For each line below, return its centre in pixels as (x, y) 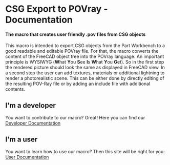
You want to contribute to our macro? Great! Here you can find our (75, 118)
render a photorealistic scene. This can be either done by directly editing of (85, 78)
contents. (15, 89)
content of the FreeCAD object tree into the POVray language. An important (85, 56)
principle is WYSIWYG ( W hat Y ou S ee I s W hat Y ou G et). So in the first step (85, 62)
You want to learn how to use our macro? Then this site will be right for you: (85, 152)
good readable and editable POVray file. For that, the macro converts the (82, 51)
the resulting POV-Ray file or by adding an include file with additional (78, 84)
